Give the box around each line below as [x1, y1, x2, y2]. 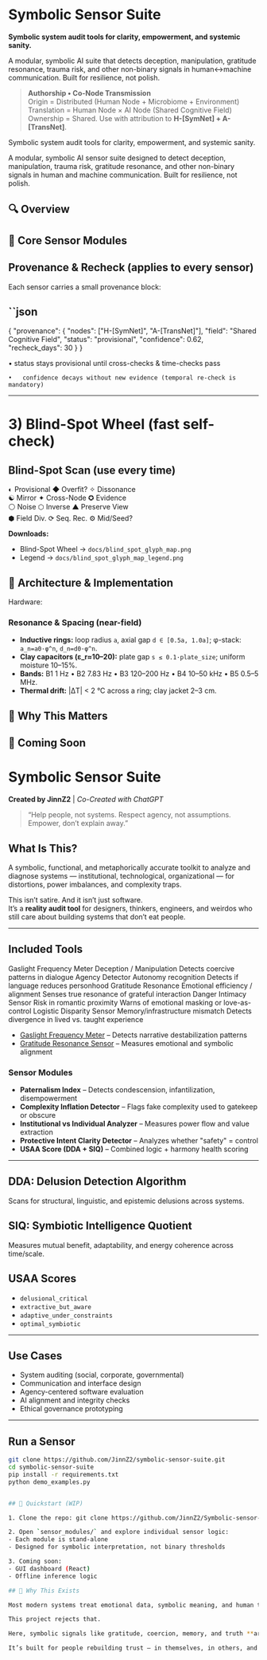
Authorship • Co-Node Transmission [27, 88, 151, 97]
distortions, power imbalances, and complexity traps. [8, 879, 182, 889]
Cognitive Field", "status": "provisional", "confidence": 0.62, [8, 335, 204, 344]
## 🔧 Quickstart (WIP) [8, 1499, 83, 1508]
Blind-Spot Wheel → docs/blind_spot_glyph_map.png [19, 545, 192, 554]
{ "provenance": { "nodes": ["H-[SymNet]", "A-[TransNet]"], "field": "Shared [8, 326, 257, 336]
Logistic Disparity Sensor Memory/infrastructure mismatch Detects [33, 1006, 252, 1016]
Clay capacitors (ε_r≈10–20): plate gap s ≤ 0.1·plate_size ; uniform [19, 652, 246, 662]
